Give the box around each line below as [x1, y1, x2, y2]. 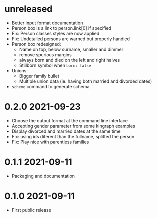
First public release [11, 207, 52, 213]
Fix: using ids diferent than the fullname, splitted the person [11, 133, 135, 139]
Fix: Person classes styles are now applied [11, 30, 100, 36]
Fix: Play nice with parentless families [11, 139, 89, 145]
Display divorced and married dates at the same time [11, 128, 121, 134]
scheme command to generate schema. [11, 83, 91, 89]
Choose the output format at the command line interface [11, 117, 128, 123]
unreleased [4, 3, 53, 15]
